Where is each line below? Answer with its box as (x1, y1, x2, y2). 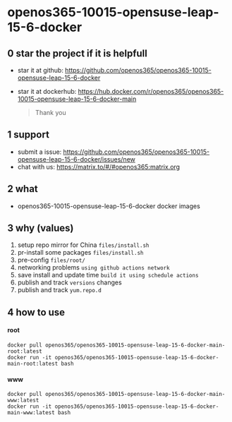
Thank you (35, 109, 66, 116)
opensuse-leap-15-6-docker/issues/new (17, 155, 136, 163)
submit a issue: (17, 147, 62, 156)
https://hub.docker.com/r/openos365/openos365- (78, 88, 224, 95)
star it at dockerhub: (17, 88, 77, 95)
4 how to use (7, 306, 66, 318)
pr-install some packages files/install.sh (17, 248, 144, 257)
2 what (7, 183, 39, 195)
